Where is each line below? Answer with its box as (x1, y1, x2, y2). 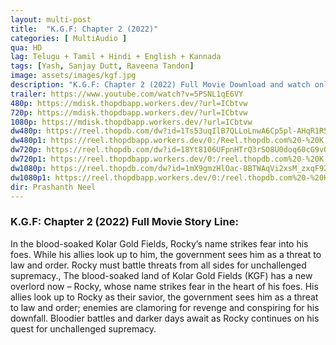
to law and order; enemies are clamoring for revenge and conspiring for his (10, 301, 320, 313)
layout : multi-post (10, 14, 92, 25)
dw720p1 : (10, 154, 47, 164)
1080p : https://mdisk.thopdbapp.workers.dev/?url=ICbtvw (10, 117, 253, 127)
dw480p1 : (10, 136, 47, 146)
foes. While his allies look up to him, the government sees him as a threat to (10, 248, 322, 260)
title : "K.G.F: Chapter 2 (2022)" (10, 24, 159, 34)
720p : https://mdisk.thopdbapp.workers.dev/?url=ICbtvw (10, 107, 248, 118)
